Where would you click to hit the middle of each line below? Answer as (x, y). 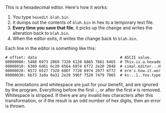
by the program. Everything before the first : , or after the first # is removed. (83, 90)
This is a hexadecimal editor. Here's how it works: (57, 7)
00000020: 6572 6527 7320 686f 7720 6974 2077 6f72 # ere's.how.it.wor (83, 71)
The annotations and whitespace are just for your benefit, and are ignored (82, 84)
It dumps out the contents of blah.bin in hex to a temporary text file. (83, 22)
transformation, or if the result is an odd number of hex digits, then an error (83, 101)
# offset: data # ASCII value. (78, 58)
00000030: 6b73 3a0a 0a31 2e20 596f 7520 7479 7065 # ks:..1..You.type (83, 75)
